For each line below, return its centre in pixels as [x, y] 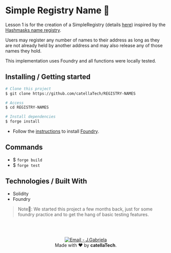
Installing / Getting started [48, 77]
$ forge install [22, 122]
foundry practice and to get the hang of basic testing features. [83, 214]
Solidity [21, 194]
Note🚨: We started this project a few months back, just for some [85, 209]
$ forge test [26, 165]
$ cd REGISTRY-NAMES [27, 108]
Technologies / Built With [46, 181]
